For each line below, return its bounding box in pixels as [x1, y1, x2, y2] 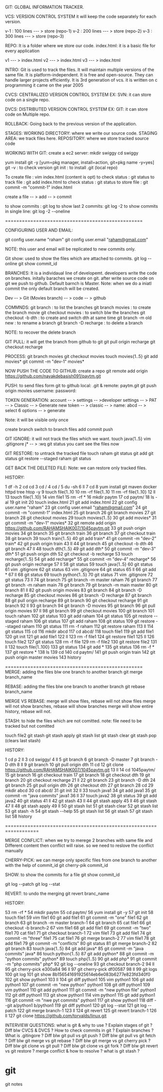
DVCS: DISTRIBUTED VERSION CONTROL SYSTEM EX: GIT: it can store [5, 107, 148, 112]
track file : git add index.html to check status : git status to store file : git [5, 179, 148, 185]
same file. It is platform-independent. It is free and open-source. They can [5, 72, 153, 77]
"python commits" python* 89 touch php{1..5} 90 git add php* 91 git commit [5, 956, 157, 962]
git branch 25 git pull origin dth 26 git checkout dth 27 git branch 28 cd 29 [5, 783, 154, 788]
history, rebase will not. [5, 709, 52, 714]
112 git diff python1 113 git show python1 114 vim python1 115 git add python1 [5, 992, 155, 998]
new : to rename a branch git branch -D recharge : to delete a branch [5, 320, 143, 325]
